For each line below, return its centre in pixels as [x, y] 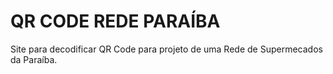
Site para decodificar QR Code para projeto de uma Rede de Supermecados [166, 49]
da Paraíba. [34, 59]
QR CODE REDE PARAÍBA [115, 21]
